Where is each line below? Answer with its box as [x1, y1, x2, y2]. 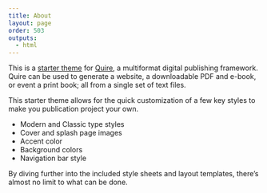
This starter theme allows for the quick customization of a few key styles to [8, 96, 256, 105]
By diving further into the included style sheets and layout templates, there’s [8, 169, 259, 179]
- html [15, 41, 38, 49]
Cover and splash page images [19, 128, 122, 138]
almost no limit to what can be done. [8, 177, 128, 187]
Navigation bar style [19, 153, 86, 163]
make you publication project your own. [8, 104, 139, 114]
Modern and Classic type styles [19, 120, 126, 129]
